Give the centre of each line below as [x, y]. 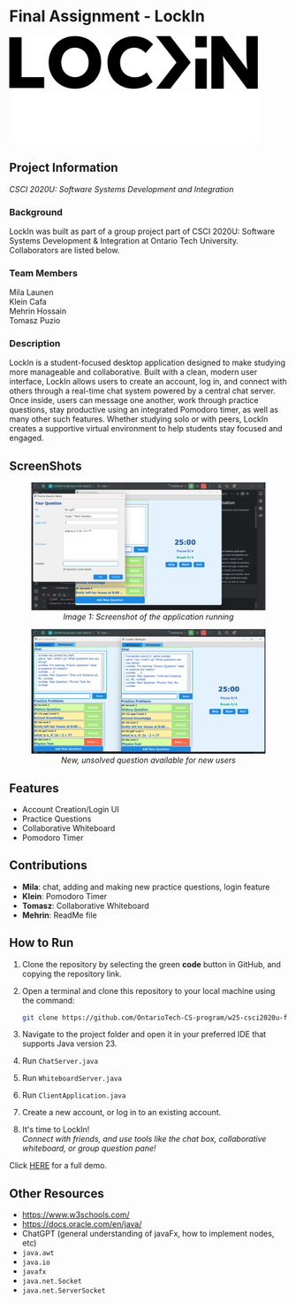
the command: [48, 1000]
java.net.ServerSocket [64, 1291]
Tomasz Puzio [35, 321]
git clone [40, 1017]
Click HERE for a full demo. [58, 1166]
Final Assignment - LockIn [107, 16]
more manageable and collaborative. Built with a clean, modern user [133, 372]
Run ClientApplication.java [74, 1095]
